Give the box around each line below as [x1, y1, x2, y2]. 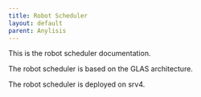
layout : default [8, 19, 63, 27]
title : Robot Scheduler [8, 11, 88, 20]
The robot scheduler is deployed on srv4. [8, 79, 146, 89]
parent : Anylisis [8, 26, 67, 34]
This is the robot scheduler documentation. [8, 49, 151, 59]
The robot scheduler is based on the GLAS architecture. [8, 64, 193, 74]
